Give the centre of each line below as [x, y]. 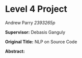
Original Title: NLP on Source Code [41, 42]
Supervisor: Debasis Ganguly [35, 32]
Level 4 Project [36, 9]
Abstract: [15, 51]
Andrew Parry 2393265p [30, 23]
